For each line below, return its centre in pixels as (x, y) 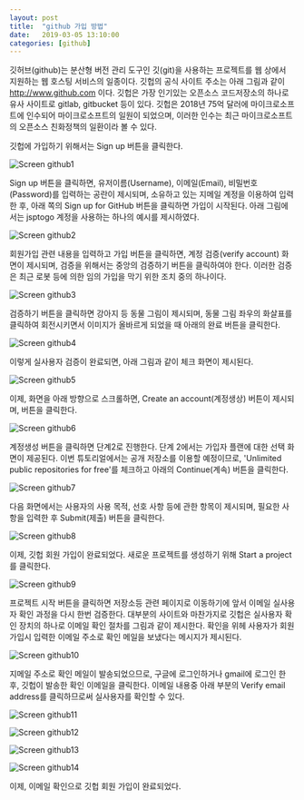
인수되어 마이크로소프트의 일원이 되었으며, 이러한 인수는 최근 (133, 115)
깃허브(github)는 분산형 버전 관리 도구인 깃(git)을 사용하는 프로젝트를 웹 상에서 (148, 70)
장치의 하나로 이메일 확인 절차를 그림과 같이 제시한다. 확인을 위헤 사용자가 (148, 626)
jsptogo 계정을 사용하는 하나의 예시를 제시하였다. (113, 217)
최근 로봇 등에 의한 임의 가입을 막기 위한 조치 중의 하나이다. (123, 277)
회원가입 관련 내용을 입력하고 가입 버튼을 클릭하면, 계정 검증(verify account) (144, 254)
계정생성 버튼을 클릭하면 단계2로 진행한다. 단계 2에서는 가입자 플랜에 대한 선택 (147, 447)
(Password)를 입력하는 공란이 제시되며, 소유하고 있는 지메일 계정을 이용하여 (143, 194)
